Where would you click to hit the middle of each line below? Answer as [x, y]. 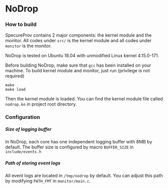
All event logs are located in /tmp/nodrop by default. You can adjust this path [84, 175]
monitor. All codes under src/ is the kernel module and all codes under [78, 41]
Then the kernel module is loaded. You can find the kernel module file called [84, 99]
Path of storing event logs [33, 163]
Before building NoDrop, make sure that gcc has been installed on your [78, 65]
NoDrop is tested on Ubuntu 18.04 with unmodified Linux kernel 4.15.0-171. [82, 56]
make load [16, 90]
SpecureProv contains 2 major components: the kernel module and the [78, 35]
